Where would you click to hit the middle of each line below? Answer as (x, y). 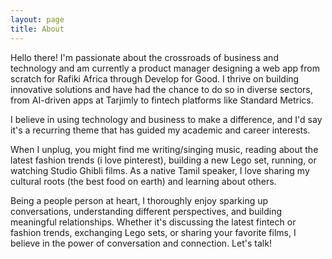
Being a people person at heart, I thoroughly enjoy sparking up (139, 200)
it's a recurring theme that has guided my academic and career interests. (160, 130)
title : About (37, 29)
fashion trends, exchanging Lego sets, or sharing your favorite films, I (153, 232)
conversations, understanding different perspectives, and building (146, 211)
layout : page (37, 19)
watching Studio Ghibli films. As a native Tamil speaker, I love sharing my (160, 170)
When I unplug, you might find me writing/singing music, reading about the (164, 149)
